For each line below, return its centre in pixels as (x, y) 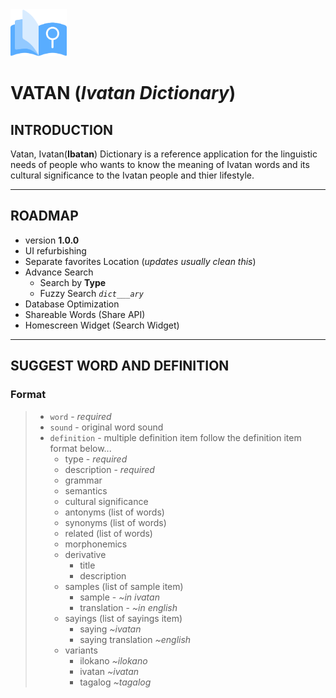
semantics (86, 490)
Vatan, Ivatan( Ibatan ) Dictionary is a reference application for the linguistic (164, 154)
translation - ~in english (128, 607)
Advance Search (59, 272)
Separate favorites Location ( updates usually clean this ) (140, 261)
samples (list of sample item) (124, 586)
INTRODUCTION (62, 129)
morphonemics (96, 544)
